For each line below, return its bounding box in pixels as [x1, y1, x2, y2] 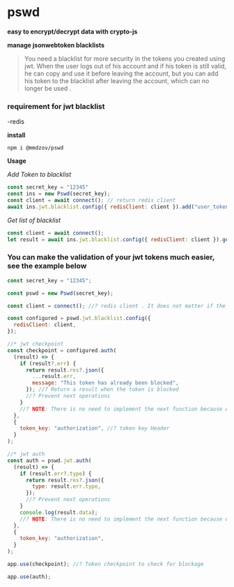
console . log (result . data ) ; [19, 509, 98, 516]
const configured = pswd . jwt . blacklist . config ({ [7, 315, 151, 322]
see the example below [7, 261, 87, 271]
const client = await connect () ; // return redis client [7, 196, 176, 203]
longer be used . [24, 84, 72, 92]
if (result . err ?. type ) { [19, 470, 92, 477]
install [7, 131, 26, 140]
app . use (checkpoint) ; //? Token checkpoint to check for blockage [7, 560, 204, 568]
